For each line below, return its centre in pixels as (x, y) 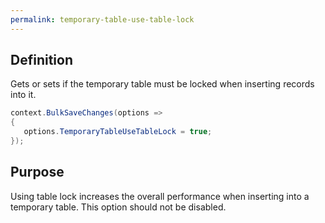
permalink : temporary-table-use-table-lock (102, 19)
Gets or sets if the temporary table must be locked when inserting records (162, 84)
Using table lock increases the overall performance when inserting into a (160, 196)
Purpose (37, 172)
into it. (23, 95)
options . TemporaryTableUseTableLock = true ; (118, 132)
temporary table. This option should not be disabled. (118, 207)
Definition (41, 60)
